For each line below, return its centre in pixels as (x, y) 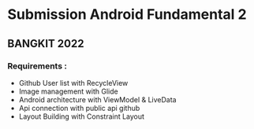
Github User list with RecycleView (73, 83)
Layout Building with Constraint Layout (82, 116)
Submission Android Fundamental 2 (127, 15)
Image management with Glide (69, 91)
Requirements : (37, 66)
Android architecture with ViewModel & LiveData (97, 99)
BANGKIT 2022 (46, 44)
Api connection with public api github (79, 108)
